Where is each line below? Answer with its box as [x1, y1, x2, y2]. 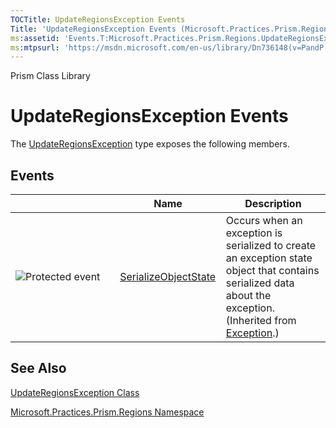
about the [225, 289, 272, 302]
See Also [10, 360, 67, 377]
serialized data [225, 276, 295, 290]
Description [244, 197, 302, 210]
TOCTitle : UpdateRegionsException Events [10, 14, 186, 25]
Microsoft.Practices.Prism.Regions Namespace [10, 406, 205, 418]
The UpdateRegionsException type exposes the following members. [10, 138, 291, 150]
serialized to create [225, 239, 317, 252]
